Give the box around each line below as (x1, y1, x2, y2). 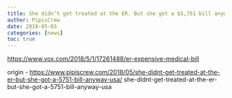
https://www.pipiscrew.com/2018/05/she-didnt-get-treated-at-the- (29, 68, 220, 77)
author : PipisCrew (7, 17, 60, 23)
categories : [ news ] (7, 29, 64, 37)
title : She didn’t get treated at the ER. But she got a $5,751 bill (7, 10, 212, 17)
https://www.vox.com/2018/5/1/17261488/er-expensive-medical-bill (7, 55, 200, 63)
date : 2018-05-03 (7, 23, 57, 30)
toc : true (7, 36, 36, 43)
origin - (7, 68, 28, 77)
